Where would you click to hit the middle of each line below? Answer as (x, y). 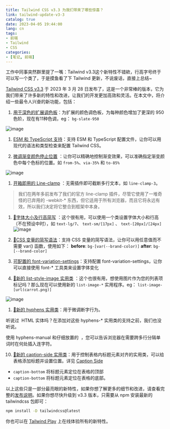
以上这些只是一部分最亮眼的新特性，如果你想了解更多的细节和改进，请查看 (83, 389)
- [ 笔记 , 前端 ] (20, 57)
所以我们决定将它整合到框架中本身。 (65, 207)
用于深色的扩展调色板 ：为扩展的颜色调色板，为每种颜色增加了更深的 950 (89, 112)
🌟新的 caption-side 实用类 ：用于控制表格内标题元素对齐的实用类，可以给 (89, 355)
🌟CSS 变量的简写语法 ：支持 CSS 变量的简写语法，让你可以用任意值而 (85, 240)
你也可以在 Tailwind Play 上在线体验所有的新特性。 (58, 421)
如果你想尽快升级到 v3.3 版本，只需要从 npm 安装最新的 (95, 395)
